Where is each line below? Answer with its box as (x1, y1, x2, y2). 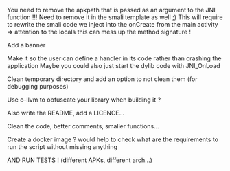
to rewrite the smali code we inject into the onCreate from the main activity (7, 21, 218, 28)
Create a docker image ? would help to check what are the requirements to (7, 135, 218, 144)
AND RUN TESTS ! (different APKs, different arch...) (7, 156, 153, 164)
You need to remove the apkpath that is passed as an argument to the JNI (7, 6, 216, 14)
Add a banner (7, 41, 46, 49)
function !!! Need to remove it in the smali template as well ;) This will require (7, 13, 223, 21)
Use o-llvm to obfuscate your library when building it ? (7, 95, 161, 104)
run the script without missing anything (7, 143, 118, 150)
